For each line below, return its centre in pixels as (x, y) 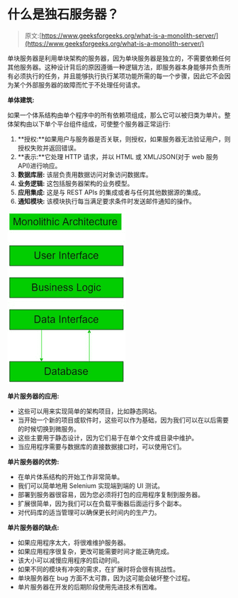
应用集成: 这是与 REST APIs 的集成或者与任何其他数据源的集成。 (111, 192)
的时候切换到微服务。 (49, 429)
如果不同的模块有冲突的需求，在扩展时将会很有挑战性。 (98, 569)
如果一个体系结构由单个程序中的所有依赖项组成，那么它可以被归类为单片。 (116, 115)
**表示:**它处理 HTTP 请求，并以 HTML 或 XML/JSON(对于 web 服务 (118, 156)
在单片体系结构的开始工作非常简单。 (70, 477)
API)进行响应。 (39, 165)
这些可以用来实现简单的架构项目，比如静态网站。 (89, 411)
